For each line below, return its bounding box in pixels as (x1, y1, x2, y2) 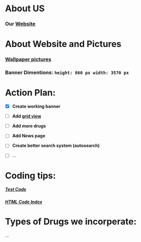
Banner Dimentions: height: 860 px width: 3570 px (5, 69, 129, 76)
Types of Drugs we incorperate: (5, 216, 137, 227)
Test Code (5, 187, 26, 193)
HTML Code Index (5, 199, 43, 205)
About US (5, 3, 45, 14)
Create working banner (12, 103, 61, 109)
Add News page (12, 133, 46, 139)
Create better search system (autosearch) (12, 143, 100, 148)
